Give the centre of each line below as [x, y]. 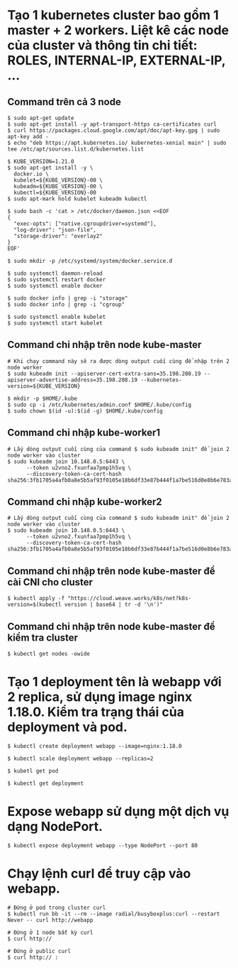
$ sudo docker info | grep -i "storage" [68, 298]
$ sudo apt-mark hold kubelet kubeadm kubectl [77, 199]
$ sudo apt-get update [41, 118]
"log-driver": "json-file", [55, 230]
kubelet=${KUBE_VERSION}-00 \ [58, 180]
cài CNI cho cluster [50, 582]
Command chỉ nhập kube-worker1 [84, 433]
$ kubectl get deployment [45, 783]
